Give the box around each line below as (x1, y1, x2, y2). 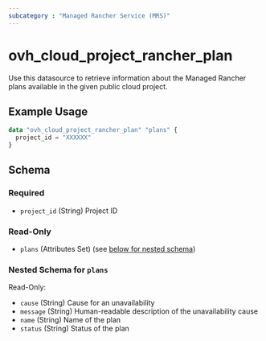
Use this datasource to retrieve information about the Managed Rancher (8, 73, 247, 83)
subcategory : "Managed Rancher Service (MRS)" (8, 11, 171, 20)
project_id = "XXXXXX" (15, 134, 92, 142)
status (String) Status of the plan (19, 323, 130, 334)
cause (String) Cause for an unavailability (19, 298, 155, 308)
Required (8, 187, 45, 199)
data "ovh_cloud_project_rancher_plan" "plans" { (8, 126, 178, 134)
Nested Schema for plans (8, 264, 108, 275)
